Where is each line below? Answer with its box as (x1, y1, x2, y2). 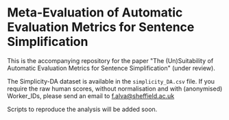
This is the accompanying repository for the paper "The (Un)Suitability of (7, 56, 214, 64)
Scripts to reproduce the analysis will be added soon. (7, 105, 158, 113)
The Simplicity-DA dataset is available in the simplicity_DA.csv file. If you (7, 77, 215, 85)
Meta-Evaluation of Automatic (7, 5, 183, 21)
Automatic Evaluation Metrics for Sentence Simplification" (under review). (7, 64, 216, 72)
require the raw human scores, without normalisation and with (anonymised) (7, 84, 223, 93)
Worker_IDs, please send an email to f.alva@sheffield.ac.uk (7, 91, 175, 100)
